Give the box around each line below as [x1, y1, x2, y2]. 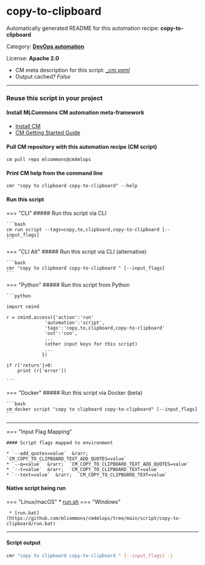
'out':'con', [45, 330, 78, 336]
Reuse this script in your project [6, 93, 103, 102]
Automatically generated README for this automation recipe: [6, 24, 160, 32]
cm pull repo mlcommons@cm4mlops [6, 157, 92, 163]
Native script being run [6, 484, 66, 492]
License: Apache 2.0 [6, 54, 59, 62]
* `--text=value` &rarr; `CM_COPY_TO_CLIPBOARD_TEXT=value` [6, 472, 168, 478]
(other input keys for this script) [45, 340, 138, 347]
